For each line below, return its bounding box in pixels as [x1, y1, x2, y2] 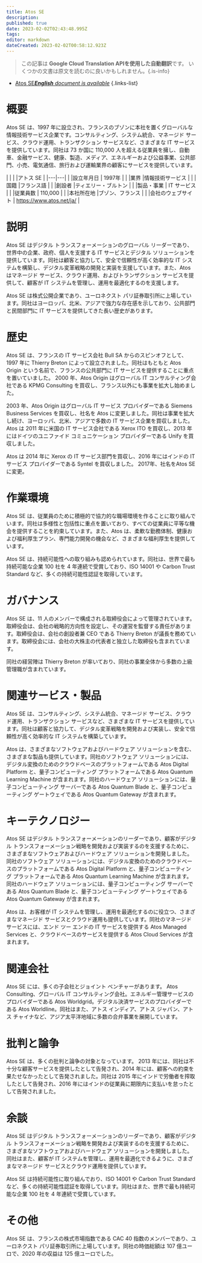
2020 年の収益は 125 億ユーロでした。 [22, 1250, 117, 1258]
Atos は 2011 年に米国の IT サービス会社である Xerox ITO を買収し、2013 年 [6, 424, 193, 432]
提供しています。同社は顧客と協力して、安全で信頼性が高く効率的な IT [6, 256, 181, 263]
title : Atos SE [6, 8, 45, 15]
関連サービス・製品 [6, 689, 102, 702]
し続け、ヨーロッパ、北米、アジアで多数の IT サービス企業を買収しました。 [6, 417, 194, 424]
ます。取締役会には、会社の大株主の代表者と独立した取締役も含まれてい [6, 638, 186, 645]
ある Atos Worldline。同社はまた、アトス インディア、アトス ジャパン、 [6, 1006, 183, 1013]
